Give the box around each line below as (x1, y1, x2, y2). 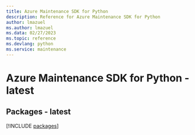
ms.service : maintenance (6, 47, 67, 52)
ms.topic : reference (6, 35, 57, 41)
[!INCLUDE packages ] (6, 122, 59, 129)
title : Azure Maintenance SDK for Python (6, 8, 109, 15)
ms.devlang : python (6, 41, 54, 47)
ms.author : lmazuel (6, 24, 54, 31)
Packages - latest (6, 107, 71, 117)
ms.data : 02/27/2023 (6, 30, 57, 36)
